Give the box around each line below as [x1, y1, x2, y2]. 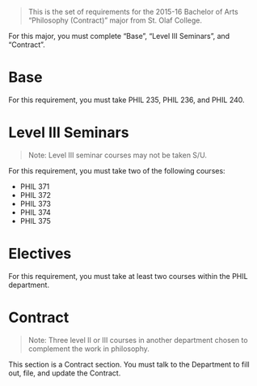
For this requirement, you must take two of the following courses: [8, 165, 225, 175]
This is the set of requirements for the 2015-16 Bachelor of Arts [27, 7, 238, 16]
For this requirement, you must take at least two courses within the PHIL [8, 271, 248, 281]
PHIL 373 [19, 199, 51, 208]
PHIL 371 [19, 182, 50, 191]
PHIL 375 [19, 216, 51, 225]
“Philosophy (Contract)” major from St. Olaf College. [27, 15, 202, 25]
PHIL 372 [19, 190, 51, 199]
